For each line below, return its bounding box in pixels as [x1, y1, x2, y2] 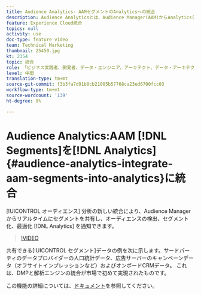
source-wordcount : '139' [6, 92, 68, 98]
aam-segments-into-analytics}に [6, 171, 175, 185]
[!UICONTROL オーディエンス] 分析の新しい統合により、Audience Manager [6, 207, 191, 215]
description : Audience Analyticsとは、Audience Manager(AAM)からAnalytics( [6, 14, 195, 20]
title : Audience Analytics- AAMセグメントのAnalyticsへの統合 [6, 8, 156, 15]
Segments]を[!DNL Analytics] [6, 143, 157, 157]
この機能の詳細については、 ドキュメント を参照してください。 [6, 282, 158, 289]
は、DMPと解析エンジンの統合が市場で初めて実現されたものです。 [6, 269, 170, 276]
